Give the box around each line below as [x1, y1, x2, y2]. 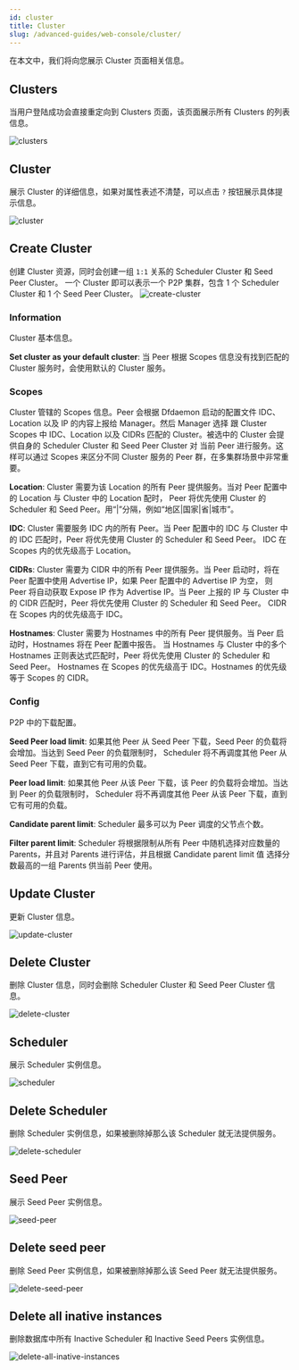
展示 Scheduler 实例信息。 [9, 1059, 106, 1070]
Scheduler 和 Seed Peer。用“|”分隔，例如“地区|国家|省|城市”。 [9, 504, 239, 514]
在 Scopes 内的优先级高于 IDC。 [9, 609, 128, 620]
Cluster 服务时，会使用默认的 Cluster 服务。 [9, 363, 171, 373]
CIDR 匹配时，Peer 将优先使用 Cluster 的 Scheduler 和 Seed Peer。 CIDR [19, 597, 287, 608]
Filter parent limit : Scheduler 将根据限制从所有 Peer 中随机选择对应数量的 [9, 837, 280, 848]
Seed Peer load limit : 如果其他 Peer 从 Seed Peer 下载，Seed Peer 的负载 [9, 736, 279, 747]
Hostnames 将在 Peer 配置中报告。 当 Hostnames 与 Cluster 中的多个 [32, 639, 287, 650]
